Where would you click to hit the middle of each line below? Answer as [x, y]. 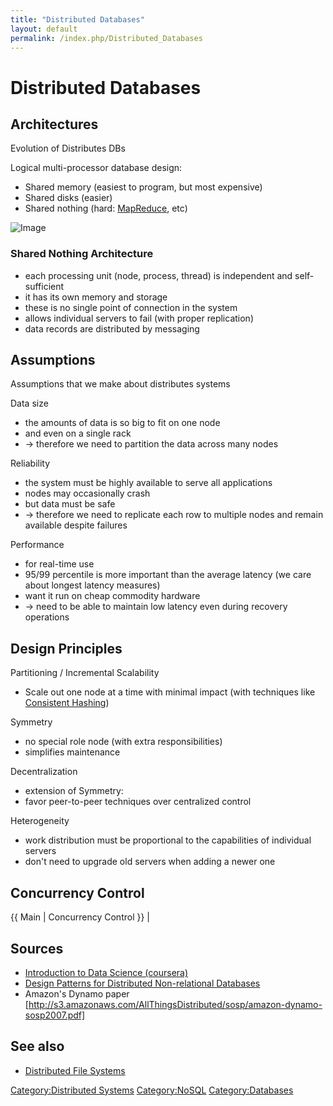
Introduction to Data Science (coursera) [106, 972]
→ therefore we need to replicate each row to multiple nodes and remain [174, 515]
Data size [29, 403]
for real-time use [59, 564]
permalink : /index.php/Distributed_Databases [106, 38]
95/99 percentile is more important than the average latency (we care [168, 575]
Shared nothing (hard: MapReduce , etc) [106, 208]
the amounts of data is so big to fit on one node [122, 423]
